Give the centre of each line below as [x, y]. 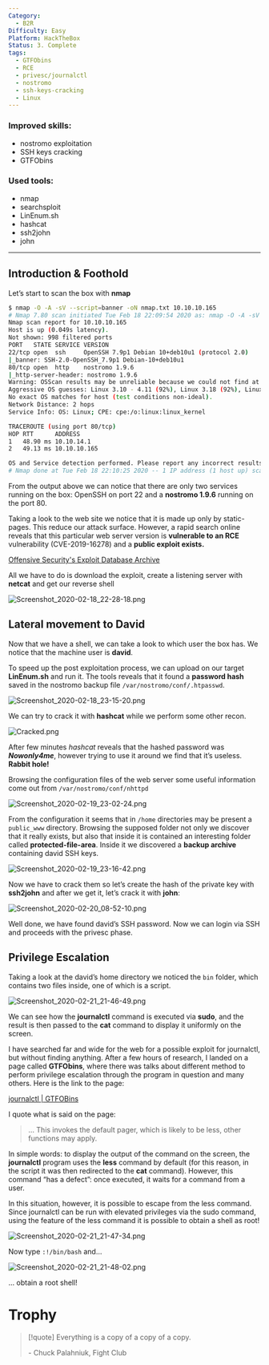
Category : [25, 16]
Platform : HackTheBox [44, 38]
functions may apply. [62, 1138]
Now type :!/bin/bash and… [55, 1251]
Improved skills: [40, 126]
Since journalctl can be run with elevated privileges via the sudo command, [132, 1212]
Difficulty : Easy [37, 30]
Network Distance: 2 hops [51, 405]
